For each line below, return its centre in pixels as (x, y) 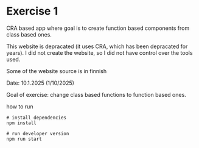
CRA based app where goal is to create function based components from (98, 28)
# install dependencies (37, 118)
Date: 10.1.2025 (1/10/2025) (40, 83)
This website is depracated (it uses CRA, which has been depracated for (97, 46)
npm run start (24, 139)
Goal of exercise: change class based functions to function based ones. (96, 94)
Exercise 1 (32, 11)
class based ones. (29, 34)
